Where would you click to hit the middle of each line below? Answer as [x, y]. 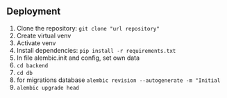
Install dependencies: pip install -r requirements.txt [96, 50]
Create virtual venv [44, 35]
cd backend [32, 65]
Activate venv [36, 43]
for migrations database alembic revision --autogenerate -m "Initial [118, 80]
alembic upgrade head [48, 88]
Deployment [34, 11]
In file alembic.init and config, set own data [78, 58]
